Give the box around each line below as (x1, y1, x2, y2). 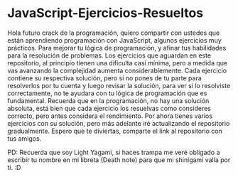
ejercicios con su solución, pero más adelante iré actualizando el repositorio (7, 119, 230, 127)
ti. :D (7, 163, 21, 171)
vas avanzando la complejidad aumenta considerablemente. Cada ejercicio (7, 66, 227, 75)
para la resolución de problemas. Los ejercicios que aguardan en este (7, 51, 212, 60)
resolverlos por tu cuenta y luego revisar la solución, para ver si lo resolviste (7, 81, 231, 90)
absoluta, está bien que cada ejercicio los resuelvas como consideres (7, 104, 212, 112)
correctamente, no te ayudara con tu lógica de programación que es (7, 89, 207, 97)
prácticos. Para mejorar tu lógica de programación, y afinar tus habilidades (7, 43, 227, 52)
